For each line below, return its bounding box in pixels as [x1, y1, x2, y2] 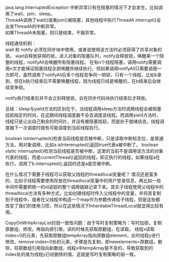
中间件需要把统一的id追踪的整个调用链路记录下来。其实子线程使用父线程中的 [5, 184, 164, 190]
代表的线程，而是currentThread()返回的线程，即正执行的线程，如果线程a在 [5, 154, 160, 160]
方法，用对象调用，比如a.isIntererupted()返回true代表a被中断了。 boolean [5, 142, 159, 148]
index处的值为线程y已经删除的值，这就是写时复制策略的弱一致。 [5, 251, 139, 257]
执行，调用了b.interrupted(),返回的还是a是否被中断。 [5, 161, 115, 166]
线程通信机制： [5, 40, 36, 46]
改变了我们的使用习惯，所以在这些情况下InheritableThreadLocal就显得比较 [5, 203, 159, 209]
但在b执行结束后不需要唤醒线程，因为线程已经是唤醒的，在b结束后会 [14, 78, 157, 84]
